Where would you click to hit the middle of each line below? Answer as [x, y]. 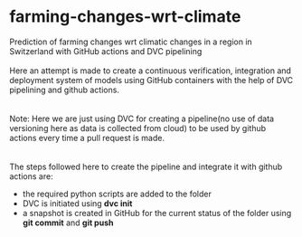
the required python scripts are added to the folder [117, 194]
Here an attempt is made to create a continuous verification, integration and [151, 71]
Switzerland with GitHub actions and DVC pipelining [106, 51]
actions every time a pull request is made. [87, 137]
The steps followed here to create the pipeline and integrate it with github [146, 166]
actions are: [31, 176]
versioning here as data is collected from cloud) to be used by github [138, 128]
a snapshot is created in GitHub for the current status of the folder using [157, 213]
